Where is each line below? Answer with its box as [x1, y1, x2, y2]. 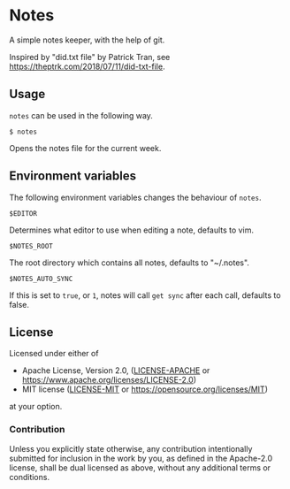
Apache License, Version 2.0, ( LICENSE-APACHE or [21, 365, 210, 376]
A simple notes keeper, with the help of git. [9, 34, 165, 45]
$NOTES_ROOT [9, 241, 53, 250]
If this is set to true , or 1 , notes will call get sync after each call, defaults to [9, 289, 281, 301]
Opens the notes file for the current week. [9, 142, 162, 153]
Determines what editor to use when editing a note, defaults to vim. [9, 225, 255, 235]
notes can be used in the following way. [9, 110, 153, 120]
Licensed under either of [9, 348, 99, 359]
